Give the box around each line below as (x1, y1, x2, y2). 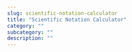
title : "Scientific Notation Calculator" (7, 16, 127, 23)
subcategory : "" (7, 28, 53, 36)
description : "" (7, 35, 53, 42)
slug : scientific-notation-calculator (7, 9, 118, 17)
